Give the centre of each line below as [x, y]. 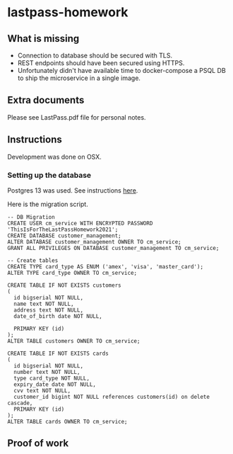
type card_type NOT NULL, [52, 378]
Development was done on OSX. [55, 157]
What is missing [43, 39]
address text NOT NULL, [48, 310]
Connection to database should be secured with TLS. [95, 55]
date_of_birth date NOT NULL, [58, 316]
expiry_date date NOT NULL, [55, 384]
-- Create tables [33, 260]
